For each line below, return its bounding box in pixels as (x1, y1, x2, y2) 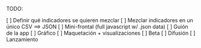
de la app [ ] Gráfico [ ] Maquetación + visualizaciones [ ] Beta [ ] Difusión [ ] (6, 29, 196, 37)
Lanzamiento (6, 36, 38, 43)
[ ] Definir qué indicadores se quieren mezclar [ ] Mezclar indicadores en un (6, 17, 194, 23)
